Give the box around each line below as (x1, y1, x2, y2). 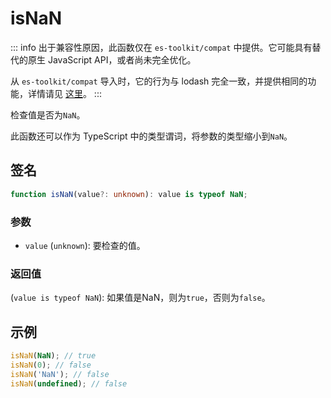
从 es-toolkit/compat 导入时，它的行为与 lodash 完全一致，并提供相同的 (10, 75, 308, 87)
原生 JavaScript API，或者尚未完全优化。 (27, 53, 197, 66)
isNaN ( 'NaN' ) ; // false (10, 369, 110, 379)
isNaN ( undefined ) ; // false (10, 378, 128, 389)
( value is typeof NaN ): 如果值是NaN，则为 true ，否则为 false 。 (10, 292, 271, 304)
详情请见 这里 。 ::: (27, 87, 102, 99)
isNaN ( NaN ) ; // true (10, 351, 97, 361)
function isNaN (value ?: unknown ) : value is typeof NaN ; (10, 189, 248, 199)
